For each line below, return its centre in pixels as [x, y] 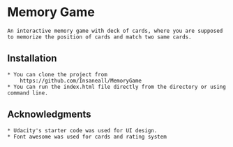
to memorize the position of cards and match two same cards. [99, 37]
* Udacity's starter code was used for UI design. [82, 130]
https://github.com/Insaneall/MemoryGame [81, 80]
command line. [28, 93]
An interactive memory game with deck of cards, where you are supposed [115, 31]
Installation [32, 58]
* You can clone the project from [58, 74]
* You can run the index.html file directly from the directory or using [117, 87]
